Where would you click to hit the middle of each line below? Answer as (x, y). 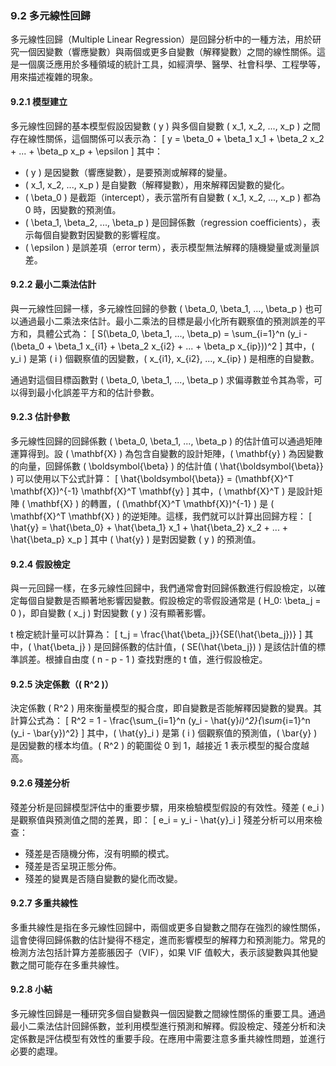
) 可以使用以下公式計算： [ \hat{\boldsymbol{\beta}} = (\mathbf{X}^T (152, 478)
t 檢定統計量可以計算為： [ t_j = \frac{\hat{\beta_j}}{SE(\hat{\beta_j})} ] (156, 634)
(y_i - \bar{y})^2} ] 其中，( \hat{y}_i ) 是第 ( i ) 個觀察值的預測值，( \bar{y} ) (164, 733)
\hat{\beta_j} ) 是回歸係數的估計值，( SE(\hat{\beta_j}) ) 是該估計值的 (175, 647)
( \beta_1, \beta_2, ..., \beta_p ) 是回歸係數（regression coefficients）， (168, 222)
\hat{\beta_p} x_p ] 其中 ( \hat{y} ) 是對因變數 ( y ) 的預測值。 (136, 539)
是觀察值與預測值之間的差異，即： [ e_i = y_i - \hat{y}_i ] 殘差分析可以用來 (162, 819)
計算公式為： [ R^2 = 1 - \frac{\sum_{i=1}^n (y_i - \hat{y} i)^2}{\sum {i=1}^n (160, 721)
